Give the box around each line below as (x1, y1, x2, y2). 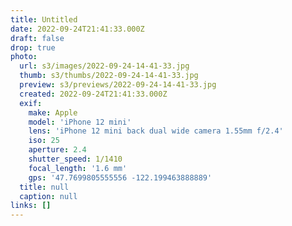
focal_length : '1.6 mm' (28, 163, 128, 173)
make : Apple (28, 107, 78, 118)
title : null (19, 182, 70, 192)
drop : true (10, 42, 56, 53)
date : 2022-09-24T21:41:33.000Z (10, 24, 145, 34)
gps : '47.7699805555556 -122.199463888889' (28, 172, 213, 183)
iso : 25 (28, 136, 60, 146)
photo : (10, 52, 38, 62)
